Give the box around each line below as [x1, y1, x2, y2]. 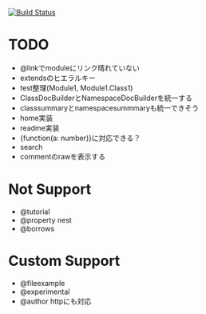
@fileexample [19, 278, 65, 288]
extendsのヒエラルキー [19, 73, 96, 83]
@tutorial [19, 207, 50, 216]
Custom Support [8, 252, 121, 270]
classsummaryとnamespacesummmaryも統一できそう [19, 103, 200, 112]
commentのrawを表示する [19, 151, 106, 161]
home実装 [19, 113, 53, 123]
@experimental [19, 287, 70, 296]
